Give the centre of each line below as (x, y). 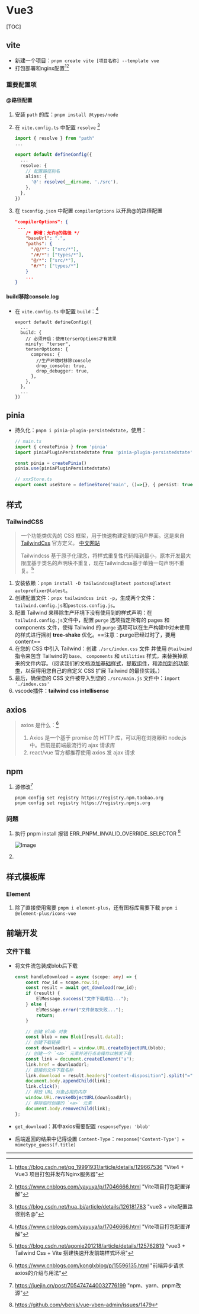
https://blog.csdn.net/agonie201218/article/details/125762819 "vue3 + (100, 1246)
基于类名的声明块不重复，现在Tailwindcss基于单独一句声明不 (105, 563)
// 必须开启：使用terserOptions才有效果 (71, 339)
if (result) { (43, 993)
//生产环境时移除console (64, 361)
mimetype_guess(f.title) (45, 1145)
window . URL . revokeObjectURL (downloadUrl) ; (79, 1098)
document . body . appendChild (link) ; (68, 1081)
